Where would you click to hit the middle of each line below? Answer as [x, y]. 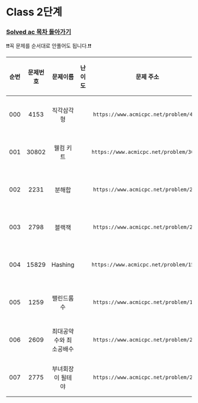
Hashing [63, 265]
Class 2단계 [34, 12]
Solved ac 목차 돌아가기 [39, 32]
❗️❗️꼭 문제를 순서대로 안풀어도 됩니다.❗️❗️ [49, 46]
